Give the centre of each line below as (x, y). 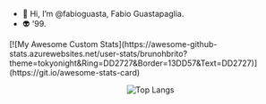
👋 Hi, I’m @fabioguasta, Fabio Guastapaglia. (103, 14)
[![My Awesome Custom (54, 44)
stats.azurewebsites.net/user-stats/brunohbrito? (99, 54)
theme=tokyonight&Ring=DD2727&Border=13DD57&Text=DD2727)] (133, 63)
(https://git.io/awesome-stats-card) (75, 72)
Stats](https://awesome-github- (159, 44)
